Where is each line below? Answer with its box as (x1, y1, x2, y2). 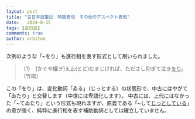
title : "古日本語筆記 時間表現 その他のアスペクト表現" (6, 14, 130, 20)
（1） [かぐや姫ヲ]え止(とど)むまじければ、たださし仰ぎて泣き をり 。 (20, 65, 187, 72)
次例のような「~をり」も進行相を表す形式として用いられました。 (6, 53, 163, 59)
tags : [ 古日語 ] (6, 25, 41, 31)
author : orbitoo (6, 36, 46, 42)
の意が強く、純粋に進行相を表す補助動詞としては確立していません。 (6, 107, 170, 114)
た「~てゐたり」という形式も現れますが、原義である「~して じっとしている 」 (6, 100, 190, 106)
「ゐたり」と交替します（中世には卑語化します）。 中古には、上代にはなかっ (6, 92, 190, 99)
